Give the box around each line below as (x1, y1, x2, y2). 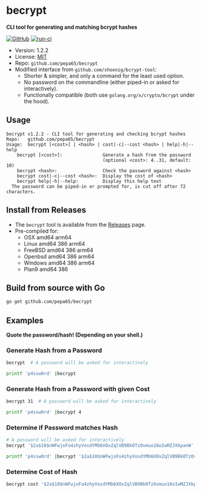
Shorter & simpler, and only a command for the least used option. (23, 72, 184, 79)
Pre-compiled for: (14, 227, 59, 235)
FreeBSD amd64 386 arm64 (23, 246, 94, 254)
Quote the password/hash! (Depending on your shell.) (6, 331, 144, 339)
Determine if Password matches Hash (6, 423, 118, 432)
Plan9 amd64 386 (23, 265, 69, 273)
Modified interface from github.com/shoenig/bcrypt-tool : (14, 65, 157, 73)
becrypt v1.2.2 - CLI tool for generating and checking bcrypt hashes (6, 131, 186, 137)
